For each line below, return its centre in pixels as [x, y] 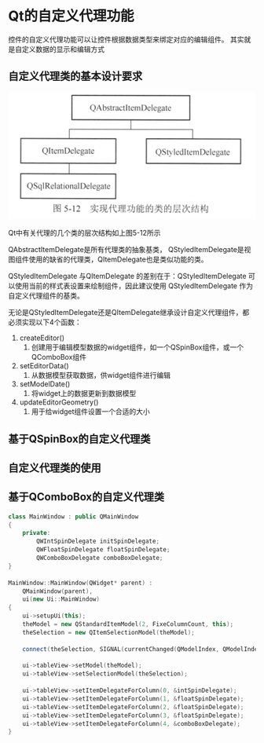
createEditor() [42, 338]
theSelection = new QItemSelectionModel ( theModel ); [108, 632]
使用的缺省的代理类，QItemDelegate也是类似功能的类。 [118, 259]
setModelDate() [45, 384]
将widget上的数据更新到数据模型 [84, 393]
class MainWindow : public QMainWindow [73, 516]
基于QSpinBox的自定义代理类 [79, 439]
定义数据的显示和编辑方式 [63, 49]
